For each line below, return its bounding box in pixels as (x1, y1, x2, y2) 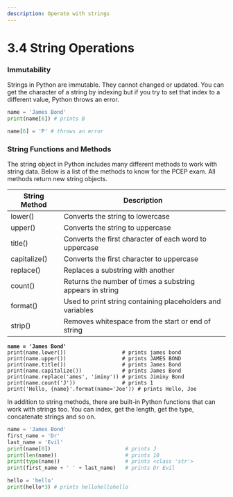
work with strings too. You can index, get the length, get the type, (7, 405, 194, 414)
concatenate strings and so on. (7, 412, 96, 421)
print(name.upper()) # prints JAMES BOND (7, 355, 182, 362)
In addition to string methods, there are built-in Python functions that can (7, 398, 216, 406)
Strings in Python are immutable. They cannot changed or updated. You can (7, 81, 224, 89)
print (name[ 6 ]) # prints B (7, 115, 85, 122)
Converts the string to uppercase (63, 223, 171, 233)
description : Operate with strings (7, 10, 110, 17)
